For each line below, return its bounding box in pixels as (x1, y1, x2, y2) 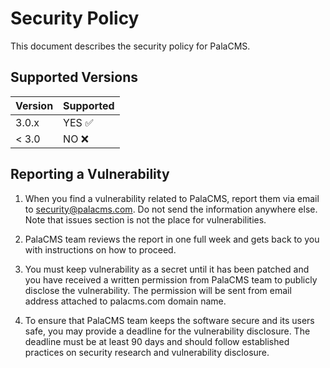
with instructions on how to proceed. (24, 243, 177, 256)
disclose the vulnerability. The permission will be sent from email (24, 284, 292, 296)
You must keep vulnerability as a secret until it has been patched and (24, 263, 310, 275)
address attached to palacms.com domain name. (24, 295, 227, 307)
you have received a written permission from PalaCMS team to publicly (24, 273, 318, 286)
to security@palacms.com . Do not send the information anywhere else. (24, 203, 318, 215)
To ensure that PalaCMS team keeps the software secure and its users (24, 314, 315, 326)
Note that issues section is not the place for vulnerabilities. (24, 213, 267, 226)
